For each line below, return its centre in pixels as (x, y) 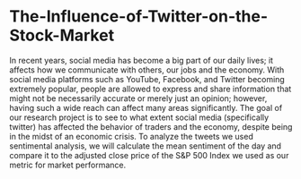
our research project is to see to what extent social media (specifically (139, 117)
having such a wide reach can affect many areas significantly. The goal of (146, 107)
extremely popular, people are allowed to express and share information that (150, 89)
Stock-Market (62, 35)
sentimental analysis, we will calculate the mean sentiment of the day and (145, 146)
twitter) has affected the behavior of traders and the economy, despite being (151, 126)
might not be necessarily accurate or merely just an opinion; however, (138, 98)
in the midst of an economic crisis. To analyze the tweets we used (131, 136)
